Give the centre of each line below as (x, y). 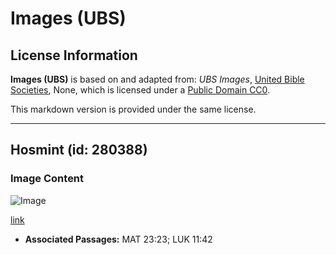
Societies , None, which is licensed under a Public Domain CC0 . (140, 90)
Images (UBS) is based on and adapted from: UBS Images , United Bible (157, 79)
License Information (74, 55)
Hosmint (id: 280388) (79, 150)
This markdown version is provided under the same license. (133, 109)
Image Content (47, 179)
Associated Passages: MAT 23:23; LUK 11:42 (118, 239)
